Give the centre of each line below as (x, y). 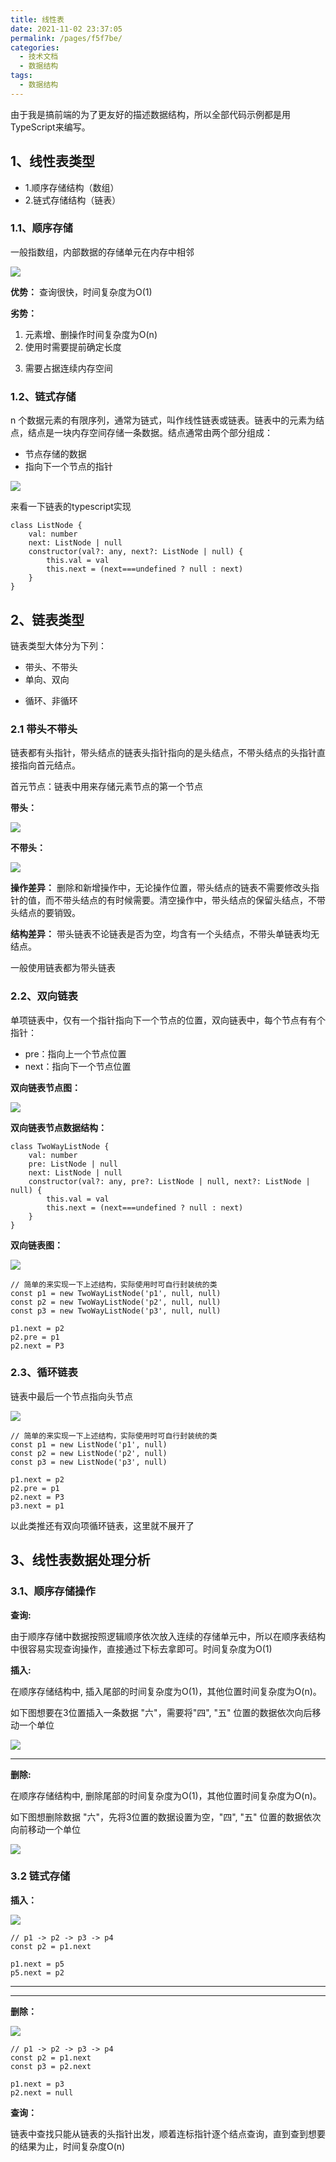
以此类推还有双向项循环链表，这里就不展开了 (102, 1525)
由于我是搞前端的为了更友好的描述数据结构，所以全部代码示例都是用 (150, 114)
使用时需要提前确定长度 (73, 347)
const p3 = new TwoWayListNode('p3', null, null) (116, 1311)
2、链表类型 (47, 619)
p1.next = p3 (37, 2084)
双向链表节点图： (45, 1087)
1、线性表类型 (53, 161)
